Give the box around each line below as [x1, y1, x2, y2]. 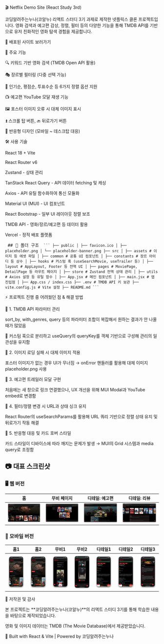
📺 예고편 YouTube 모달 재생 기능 [5, 94, 69, 100]
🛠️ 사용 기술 [5, 139, 28, 144]
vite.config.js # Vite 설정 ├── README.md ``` [5, 285, 100, 290]
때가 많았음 [5, 323, 26, 328]
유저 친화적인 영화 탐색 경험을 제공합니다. [14, 29, 93, 34]
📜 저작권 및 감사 [5, 596, 36, 602]
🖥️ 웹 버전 [5, 480, 25, 487]
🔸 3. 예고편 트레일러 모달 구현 [5, 377, 61, 382]
